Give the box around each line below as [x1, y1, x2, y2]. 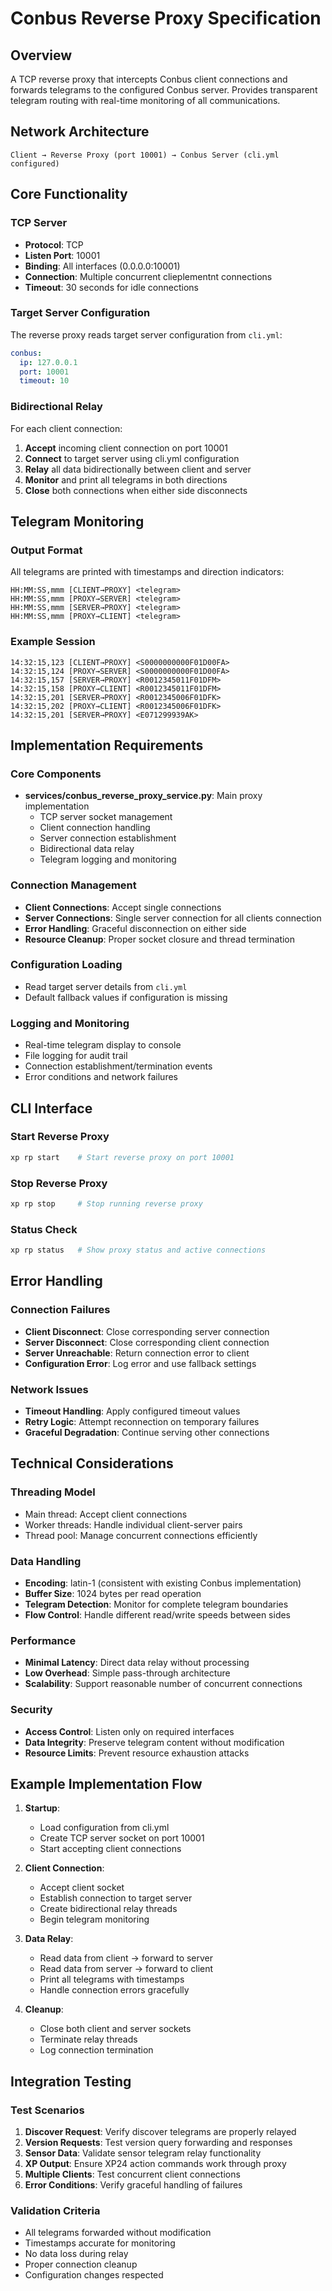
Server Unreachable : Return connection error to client [24, 1347, 250, 1359]
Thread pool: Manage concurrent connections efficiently [24, 1529, 258, 1541]
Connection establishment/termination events [24, 1060, 213, 1072]
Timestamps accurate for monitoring [24, 2237, 176, 2249]
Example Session [10, 635, 96, 649]
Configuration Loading [10, 958, 123, 972]
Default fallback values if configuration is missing [24, 991, 228, 1003]
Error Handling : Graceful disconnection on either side [24, 922, 247, 934]
